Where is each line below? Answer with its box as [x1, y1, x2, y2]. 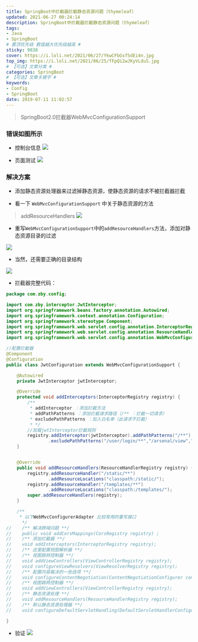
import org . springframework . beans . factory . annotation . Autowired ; [6, 307, 170, 313]
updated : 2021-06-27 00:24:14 [6, 14, 81, 20]
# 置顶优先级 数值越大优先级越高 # [6, 42, 81, 48]
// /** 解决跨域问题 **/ [6, 525, 70, 531]
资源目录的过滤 [19, 232, 57, 239]
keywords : [6, 80, 31, 86]
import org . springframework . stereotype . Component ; [6, 318, 133, 324]
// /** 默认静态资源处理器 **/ [6, 602, 83, 608]
